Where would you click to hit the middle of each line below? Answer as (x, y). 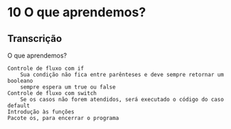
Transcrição (35, 39)
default (19, 106)
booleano (20, 81)
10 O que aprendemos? (77, 12)
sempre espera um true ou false (68, 87)
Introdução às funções (41, 112)
